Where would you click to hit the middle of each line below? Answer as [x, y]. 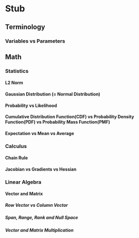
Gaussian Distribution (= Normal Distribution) [53, 94]
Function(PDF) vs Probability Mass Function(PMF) [58, 122]
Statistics [17, 71]
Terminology [25, 27]
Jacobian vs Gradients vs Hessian [41, 169]
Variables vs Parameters [35, 41]
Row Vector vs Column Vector [37, 205]
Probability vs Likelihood [31, 105]
